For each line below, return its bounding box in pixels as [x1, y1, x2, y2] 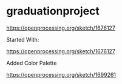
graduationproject [6, 4, 100, 18]
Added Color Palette [6, 59, 57, 66]
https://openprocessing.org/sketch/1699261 [6, 71, 117, 78]
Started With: [6, 36, 39, 43]
